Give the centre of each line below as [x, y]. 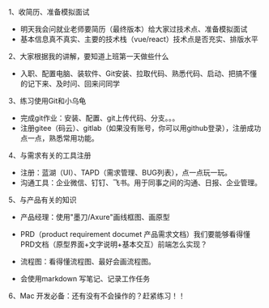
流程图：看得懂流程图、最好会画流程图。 [88, 262]
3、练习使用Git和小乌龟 [47, 101]
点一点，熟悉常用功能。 [59, 138]
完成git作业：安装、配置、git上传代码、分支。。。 [100, 118]
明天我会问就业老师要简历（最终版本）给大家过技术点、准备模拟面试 [134, 29]
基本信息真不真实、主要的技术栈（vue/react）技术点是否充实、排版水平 [139, 39]
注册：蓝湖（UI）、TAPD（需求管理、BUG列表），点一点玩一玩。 [126, 173]
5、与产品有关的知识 [43, 200]
